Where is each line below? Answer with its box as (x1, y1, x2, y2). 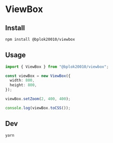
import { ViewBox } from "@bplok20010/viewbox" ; (5, 64, 109, 69)
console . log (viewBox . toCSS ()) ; (5, 105, 71, 110)
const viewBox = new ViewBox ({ (5, 73, 71, 79)
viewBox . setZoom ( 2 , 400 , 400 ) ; (5, 97, 71, 102)
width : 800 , (10, 78, 35, 83)
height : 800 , (10, 83, 37, 88)
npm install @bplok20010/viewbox (5, 37, 75, 42)
